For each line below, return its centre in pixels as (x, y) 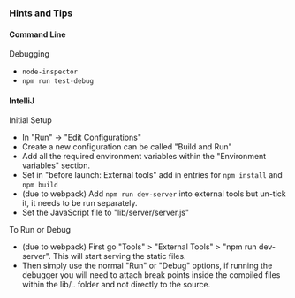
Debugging (30, 54)
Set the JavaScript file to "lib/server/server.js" (106, 213)
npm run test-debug (58, 81)
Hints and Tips (41, 13)
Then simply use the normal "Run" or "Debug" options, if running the (147, 266)
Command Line (38, 34)
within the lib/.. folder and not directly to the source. (116, 285)
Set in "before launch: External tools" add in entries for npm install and (152, 175)
